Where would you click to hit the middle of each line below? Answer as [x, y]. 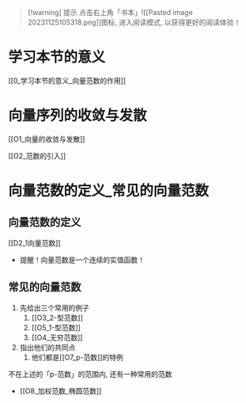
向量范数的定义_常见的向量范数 [109, 191]
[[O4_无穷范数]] [57, 337]
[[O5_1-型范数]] [56, 327]
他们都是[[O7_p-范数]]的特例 [78, 357]
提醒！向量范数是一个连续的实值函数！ [82, 260]
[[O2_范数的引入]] [37, 156]
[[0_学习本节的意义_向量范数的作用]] [67, 80]
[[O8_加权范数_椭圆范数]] [61, 390]
